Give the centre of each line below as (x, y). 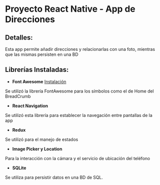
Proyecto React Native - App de (70, 9)
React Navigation (30, 106)
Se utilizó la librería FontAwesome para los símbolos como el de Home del (80, 91)
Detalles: (19, 37)
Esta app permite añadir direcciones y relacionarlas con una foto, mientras (80, 49)
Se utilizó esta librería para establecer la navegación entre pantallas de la (79, 115)
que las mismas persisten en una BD (42, 54)
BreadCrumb (18, 96)
